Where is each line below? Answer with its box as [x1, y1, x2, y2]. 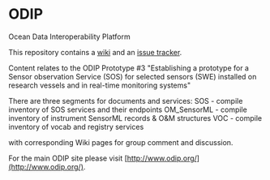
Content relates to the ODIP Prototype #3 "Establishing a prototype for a [8, 62, 250, 73]
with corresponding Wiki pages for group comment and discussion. [8, 137, 234, 147]
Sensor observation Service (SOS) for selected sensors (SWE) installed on [8, 71, 257, 81]
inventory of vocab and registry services [8, 122, 144, 131]
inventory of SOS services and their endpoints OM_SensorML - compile [8, 105, 247, 114]
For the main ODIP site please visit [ [8, 153, 128, 163]
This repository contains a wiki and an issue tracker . [8, 47, 182, 57]
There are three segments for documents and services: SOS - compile [8, 96, 243, 105]
